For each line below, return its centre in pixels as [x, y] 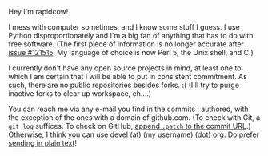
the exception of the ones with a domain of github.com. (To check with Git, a [134, 118]
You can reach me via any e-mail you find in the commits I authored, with [128, 109]
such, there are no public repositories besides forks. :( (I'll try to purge [124, 85]
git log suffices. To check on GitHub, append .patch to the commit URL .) [130, 126]
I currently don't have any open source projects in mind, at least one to [125, 68]
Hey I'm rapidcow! [38, 12]
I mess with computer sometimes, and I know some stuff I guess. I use [124, 27]
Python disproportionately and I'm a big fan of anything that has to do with [131, 36]
